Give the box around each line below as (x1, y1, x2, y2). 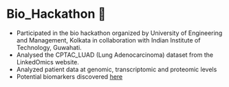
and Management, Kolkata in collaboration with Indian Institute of (16, 36, 201, 44)
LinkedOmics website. (16, 58, 80, 66)
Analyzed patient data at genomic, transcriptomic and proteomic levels (16, 65, 217, 73)
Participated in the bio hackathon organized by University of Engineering (16, 29, 223, 37)
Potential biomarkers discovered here (16, 72, 123, 81)
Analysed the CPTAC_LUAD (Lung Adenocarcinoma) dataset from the (16, 51, 214, 59)
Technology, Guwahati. (16, 43, 82, 51)
